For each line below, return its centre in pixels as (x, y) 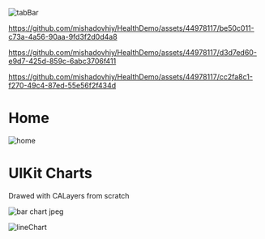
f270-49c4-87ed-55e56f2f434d (62, 85)
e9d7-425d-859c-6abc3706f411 (62, 61)
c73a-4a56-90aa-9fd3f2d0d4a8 (63, 37)
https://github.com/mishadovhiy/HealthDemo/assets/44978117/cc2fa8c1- (131, 77)
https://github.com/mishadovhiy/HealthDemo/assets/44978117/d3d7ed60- (133, 52)
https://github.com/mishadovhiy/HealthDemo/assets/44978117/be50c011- (131, 28)
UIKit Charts (51, 173)
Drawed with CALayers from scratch (69, 195)
